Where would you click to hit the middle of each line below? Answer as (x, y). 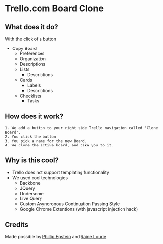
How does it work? (34, 117)
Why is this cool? (32, 161)
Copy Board (24, 48)
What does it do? (32, 27)
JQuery (27, 188)
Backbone (30, 183)
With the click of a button (31, 39)
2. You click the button (31, 137)
